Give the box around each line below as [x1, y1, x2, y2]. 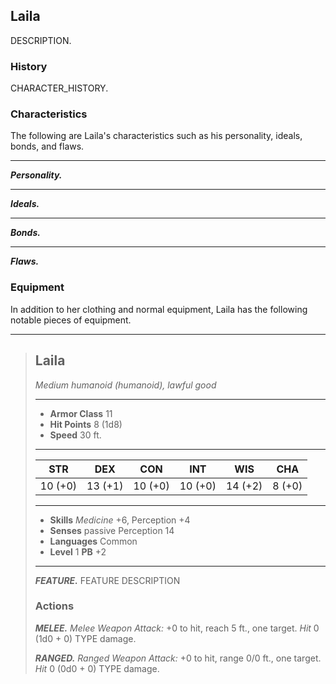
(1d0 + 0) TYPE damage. [34, 632, 137, 644]
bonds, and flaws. [10, 140, 85, 153]
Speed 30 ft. [49, 429, 102, 441]
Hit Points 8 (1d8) [49, 418, 123, 430]
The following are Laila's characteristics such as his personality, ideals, [10, 130, 303, 142]
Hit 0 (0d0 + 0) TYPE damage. [34, 662, 160, 674]
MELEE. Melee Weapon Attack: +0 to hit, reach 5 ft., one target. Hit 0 [34, 622, 320, 634]
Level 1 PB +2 [49, 545, 107, 558]
